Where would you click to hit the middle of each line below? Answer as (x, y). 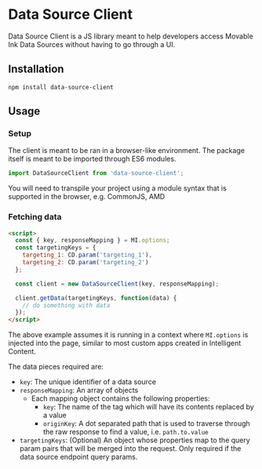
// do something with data (66, 305)
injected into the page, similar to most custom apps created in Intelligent (125, 344)
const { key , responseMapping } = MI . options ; (93, 241)
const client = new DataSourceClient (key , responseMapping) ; (117, 284)
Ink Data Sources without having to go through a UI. (92, 44)
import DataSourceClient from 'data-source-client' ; (96, 173)
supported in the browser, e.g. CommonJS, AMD (87, 197)
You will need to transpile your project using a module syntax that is (118, 188)
